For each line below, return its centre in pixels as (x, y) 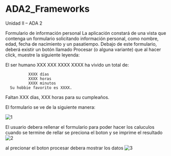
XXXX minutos (42, 83)
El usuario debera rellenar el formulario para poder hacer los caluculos (80, 127)
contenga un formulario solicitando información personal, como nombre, (82, 38)
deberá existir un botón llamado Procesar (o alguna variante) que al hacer (83, 49)
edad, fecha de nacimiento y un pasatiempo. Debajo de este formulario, (81, 44)
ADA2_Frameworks (47, 9)
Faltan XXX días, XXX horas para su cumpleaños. (57, 97)
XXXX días (39, 74)
